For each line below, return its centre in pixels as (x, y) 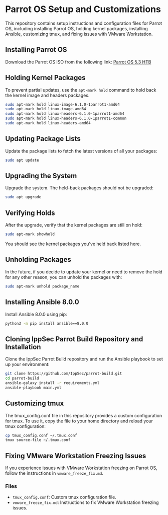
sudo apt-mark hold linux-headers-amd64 (48, 123)
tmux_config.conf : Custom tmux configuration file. (64, 497)
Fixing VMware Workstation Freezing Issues (76, 456)
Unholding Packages (38, 260)
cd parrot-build (22, 379)
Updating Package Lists (43, 139)
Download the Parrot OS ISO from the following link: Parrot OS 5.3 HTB (78, 62)
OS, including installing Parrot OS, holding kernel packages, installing (76, 28)
